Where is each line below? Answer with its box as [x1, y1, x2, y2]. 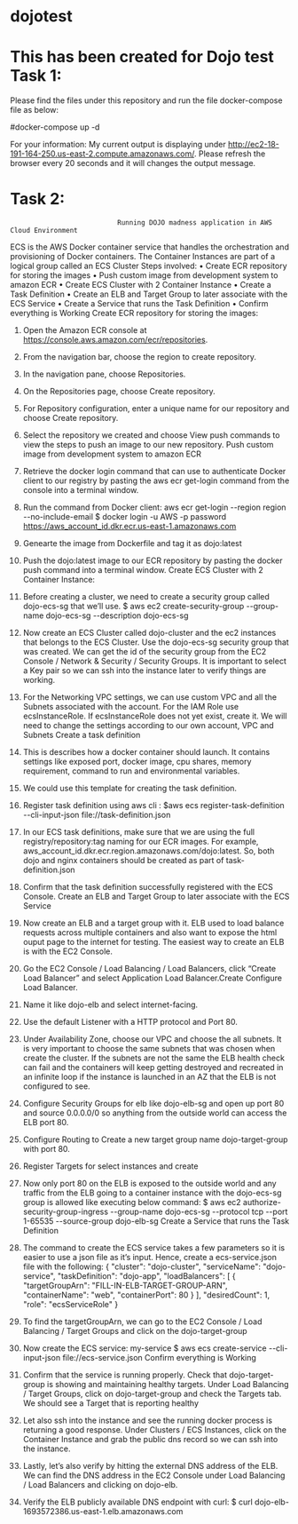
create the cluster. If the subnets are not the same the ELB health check [22, 1052, 285, 1063]
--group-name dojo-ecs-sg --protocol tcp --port [110, 1206, 288, 1218]
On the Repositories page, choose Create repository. [22, 386, 216, 397]
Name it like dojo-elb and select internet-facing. [22, 999, 199, 1010]
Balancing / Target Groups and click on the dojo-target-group [22, 1326, 247, 1337]
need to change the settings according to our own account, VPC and [22, 720, 274, 731]
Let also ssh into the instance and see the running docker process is [22, 1415, 273, 1426]
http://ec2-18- [227, 139, 280, 150]
